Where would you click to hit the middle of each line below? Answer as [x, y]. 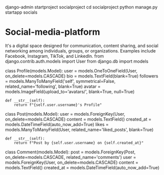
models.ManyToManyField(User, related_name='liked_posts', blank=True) [79, 129]
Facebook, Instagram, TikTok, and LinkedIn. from [55, 56]
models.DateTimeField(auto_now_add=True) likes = [57, 124]
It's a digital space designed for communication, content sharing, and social [82, 46]
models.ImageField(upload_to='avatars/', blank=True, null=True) [70, 91]
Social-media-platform [53, 32]
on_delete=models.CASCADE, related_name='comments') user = [71, 157]
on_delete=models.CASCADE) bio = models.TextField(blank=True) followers [82, 76]
